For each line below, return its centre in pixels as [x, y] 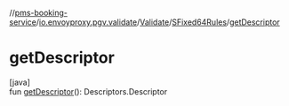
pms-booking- [41, 13]
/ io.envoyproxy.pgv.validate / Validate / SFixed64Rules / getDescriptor [158, 22]
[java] [20, 82]
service [23, 22]
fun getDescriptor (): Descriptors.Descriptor [88, 91]
